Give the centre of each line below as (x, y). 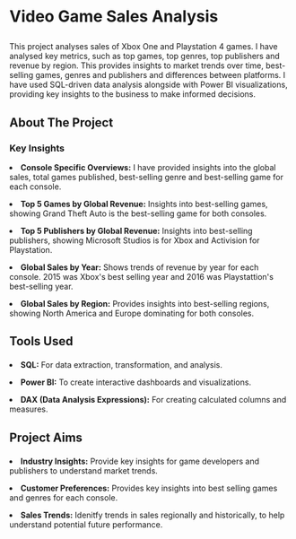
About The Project (61, 122)
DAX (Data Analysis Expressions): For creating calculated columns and (154, 400)
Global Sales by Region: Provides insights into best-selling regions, (145, 303)
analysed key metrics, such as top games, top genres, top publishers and (144, 57)
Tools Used (41, 341)
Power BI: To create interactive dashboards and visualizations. (136, 382)
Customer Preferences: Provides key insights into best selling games (149, 488)
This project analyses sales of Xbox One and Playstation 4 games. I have (144, 47)
